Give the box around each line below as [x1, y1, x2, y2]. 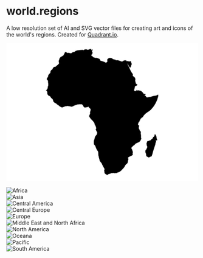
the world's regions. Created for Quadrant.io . [6, 30, 119, 38]
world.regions [6, 4, 79, 18]
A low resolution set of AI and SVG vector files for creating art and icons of [6, 24, 193, 32]
